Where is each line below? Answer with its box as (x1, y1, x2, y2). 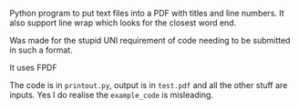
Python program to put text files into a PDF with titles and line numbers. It (9, 8, 284, 18)
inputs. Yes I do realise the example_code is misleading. (9, 90, 214, 100)
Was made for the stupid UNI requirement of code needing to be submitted (9, 35, 291, 45)
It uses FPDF (9, 63, 57, 73)
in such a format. (9, 45, 73, 55)
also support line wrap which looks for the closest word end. (9, 17, 237, 28)
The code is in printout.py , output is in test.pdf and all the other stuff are (9, 80, 288, 90)
